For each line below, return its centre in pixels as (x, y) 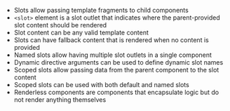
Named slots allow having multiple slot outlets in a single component (113, 55)
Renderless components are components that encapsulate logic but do (116, 92)
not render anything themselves (60, 100)
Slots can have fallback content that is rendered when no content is (111, 40)
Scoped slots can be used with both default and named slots (101, 85)
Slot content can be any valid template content (81, 32)
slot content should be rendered (60, 25)
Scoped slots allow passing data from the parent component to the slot (116, 70)
